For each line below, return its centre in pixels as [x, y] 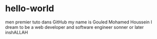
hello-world [30, 9]
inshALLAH [17, 32]
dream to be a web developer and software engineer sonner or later [75, 27]
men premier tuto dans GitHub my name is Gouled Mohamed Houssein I [79, 22]
